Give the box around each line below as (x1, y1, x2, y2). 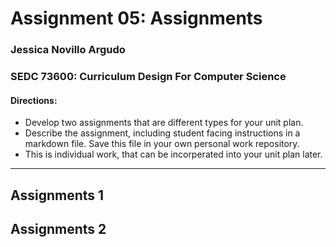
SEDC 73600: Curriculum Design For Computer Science (10, 70, 287, 84)
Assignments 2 (10, 221, 107, 238)
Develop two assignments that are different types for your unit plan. (24, 117, 304, 129)
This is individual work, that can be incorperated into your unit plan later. (24, 148, 323, 161)
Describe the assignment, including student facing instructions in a (24, 127, 301, 139)
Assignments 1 (10, 187, 105, 204)
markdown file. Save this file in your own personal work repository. (24, 138, 300, 150)
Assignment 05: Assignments (10, 7, 263, 30)
